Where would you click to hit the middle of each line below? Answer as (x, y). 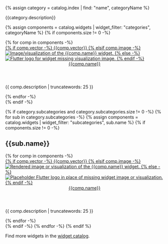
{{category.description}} (31, 17)
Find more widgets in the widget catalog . (48, 236)
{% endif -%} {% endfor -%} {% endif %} (48, 226)
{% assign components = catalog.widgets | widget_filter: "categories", (78, 27)
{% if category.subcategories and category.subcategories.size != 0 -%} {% (83, 112)
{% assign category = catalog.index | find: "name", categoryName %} (77, 8)
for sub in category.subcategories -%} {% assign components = (72, 117)
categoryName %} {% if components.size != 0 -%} (58, 33)
